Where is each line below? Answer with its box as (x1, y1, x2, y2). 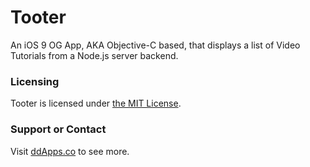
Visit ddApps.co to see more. (10, 145, 130, 157)
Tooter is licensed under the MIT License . (10, 97, 182, 110)
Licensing (10, 74, 60, 88)
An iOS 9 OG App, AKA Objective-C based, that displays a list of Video (10, 39, 301, 51)
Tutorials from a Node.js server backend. (10, 49, 179, 61)
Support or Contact (10, 122, 107, 136)
